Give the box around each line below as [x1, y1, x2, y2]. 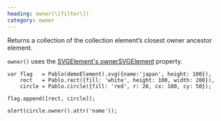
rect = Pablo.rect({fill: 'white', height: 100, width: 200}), [20, 76, 215, 84]
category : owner [7, 17, 55, 24]
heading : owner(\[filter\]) [7, 10, 90, 17]
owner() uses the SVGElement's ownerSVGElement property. [7, 57, 183, 65]
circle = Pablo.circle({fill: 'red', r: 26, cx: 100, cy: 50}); [20, 83, 212, 90]
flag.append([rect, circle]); [7, 95, 96, 102]
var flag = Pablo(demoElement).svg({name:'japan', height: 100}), [7, 71, 212, 78]
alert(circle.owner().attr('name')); [7, 107, 118, 114]
